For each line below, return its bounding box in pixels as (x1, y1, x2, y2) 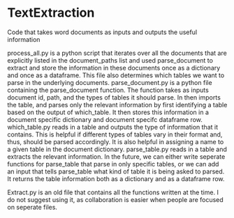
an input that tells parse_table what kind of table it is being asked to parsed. (7, 167, 225, 176)
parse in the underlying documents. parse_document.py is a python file (7, 78, 212, 86)
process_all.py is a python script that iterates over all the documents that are (7, 49, 227, 57)
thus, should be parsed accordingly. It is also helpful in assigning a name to (7, 137, 224, 146)
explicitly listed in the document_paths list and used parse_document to (7, 56, 213, 64)
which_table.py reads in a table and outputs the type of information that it (7, 123, 219, 131)
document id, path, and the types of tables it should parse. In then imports (7, 93, 221, 102)
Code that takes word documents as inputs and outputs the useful (7, 28, 198, 36)
